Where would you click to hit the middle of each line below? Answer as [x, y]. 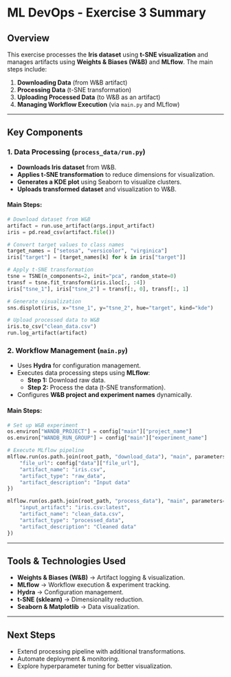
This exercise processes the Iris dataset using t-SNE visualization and [108, 54]
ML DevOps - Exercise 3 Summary [107, 13]
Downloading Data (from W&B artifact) [72, 83]
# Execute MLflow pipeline [46, 451]
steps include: [27, 69]
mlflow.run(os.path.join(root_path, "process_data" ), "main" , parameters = [117, 501]
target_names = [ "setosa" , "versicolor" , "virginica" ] [87, 251]
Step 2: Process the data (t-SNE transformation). [97, 387]
